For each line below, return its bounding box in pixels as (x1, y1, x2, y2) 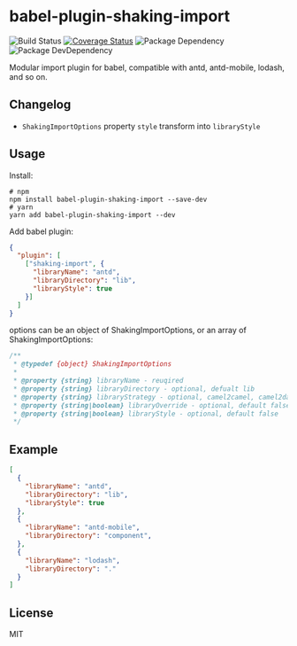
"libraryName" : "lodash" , (25, 556, 121, 564)
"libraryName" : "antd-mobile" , (25, 523, 141, 533)
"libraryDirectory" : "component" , (25, 532, 152, 541)
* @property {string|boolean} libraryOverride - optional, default (12, 401, 267, 409)
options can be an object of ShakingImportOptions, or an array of (9, 325, 247, 336)
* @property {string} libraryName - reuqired (12, 377, 184, 385)
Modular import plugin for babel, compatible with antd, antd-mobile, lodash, (9, 62, 286, 73)
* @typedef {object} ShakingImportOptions (12, 360, 172, 369)
